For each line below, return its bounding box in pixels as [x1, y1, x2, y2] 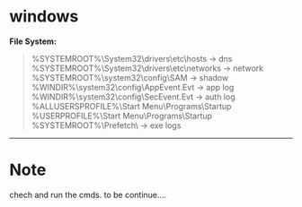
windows [9, 6, 79, 27]
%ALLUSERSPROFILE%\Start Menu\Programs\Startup [31, 100, 232, 111]
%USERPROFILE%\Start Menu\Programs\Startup [31, 110, 213, 121]
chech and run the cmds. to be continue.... [9, 189, 167, 200]
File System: [9, 36, 57, 47]
